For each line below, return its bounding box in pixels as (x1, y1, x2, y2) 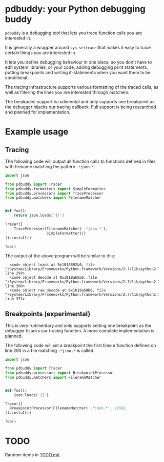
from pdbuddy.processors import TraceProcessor (5, 191, 104, 196)
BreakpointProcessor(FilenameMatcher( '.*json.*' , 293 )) (9, 406, 125, 411)
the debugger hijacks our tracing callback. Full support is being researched (5, 104, 156, 110)
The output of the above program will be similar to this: (5, 253, 116, 259)
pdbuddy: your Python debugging (5, 3, 145, 15)
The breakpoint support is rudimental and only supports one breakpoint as (5, 98, 155, 104)
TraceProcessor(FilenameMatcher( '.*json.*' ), (14, 226, 108, 231)
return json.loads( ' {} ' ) (14, 213, 64, 218)
